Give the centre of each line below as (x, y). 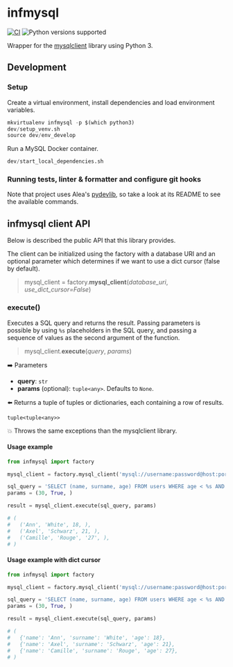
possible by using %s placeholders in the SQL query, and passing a (102, 330)
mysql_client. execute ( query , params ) (78, 351)
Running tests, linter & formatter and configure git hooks (104, 179)
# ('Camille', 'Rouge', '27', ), (59, 538)
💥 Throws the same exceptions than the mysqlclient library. (92, 431)
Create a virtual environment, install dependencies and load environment (111, 102)
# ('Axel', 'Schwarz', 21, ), (54, 531)
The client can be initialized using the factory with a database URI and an (111, 254)
